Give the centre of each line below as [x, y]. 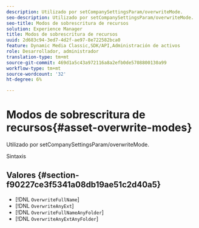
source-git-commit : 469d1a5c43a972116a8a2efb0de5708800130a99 [86, 62]
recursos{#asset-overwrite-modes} [99, 128]
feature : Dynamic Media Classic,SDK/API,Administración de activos [93, 46]
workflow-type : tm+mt [34, 68]
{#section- [58, 176]
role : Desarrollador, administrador [52, 52]
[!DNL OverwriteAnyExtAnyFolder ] [57, 218]
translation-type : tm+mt [38, 57]
